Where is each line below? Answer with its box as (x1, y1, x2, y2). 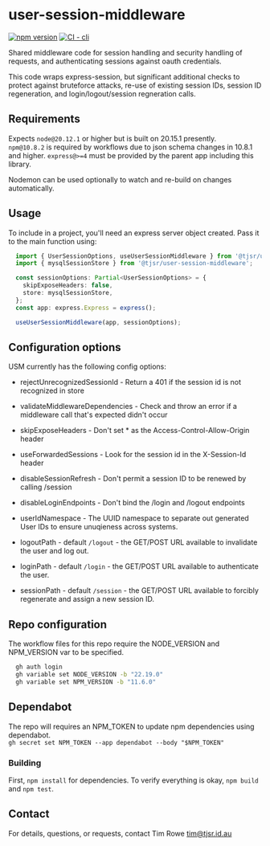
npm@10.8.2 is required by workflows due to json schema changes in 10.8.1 (8, 142, 253, 152)
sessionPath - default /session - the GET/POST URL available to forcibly (19, 586, 260, 595)
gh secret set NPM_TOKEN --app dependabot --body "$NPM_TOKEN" (8, 738, 225, 746)
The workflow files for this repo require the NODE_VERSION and (8, 639, 220, 648)
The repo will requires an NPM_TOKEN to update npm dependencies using (8, 721, 255, 731)
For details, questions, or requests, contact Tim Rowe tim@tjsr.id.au (8, 828, 232, 838)
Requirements (8, 112, 80, 126)
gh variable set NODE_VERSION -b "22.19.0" (15, 671, 163, 679)
